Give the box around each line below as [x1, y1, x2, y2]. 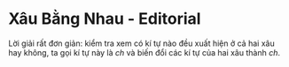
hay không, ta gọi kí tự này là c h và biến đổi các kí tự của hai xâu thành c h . [8, 47, 281, 57]
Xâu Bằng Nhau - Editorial [8, 9, 201, 29]
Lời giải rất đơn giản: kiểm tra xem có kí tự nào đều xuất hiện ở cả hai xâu [8, 38, 276, 48]
